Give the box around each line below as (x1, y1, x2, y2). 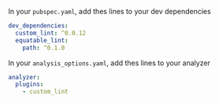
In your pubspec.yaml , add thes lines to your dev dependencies (8, 7, 211, 16)
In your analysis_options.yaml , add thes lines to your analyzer (8, 58, 211, 68)
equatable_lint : (15, 36, 69, 44)
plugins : (15, 80, 44, 89)
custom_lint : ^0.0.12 (15, 29, 87, 37)
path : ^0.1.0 (22, 43, 65, 52)
